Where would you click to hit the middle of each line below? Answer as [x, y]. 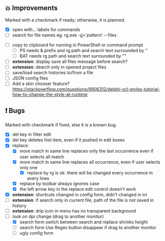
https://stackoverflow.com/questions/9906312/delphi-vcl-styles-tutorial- [86, 89]
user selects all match [42, 156]
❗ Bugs [15, 110]
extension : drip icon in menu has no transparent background [74, 211]
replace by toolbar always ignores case [59, 183]
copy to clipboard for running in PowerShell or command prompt [78, 45]
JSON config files [30, 78]
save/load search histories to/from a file [53, 73]
